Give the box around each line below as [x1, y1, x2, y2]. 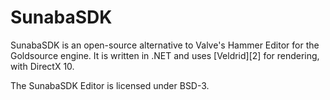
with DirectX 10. [10, 60, 75, 72]
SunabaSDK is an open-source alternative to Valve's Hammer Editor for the [10, 39, 320, 51]
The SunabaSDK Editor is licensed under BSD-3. [10, 79, 210, 91]
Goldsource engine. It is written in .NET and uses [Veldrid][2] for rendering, [10, 49, 320, 61]
